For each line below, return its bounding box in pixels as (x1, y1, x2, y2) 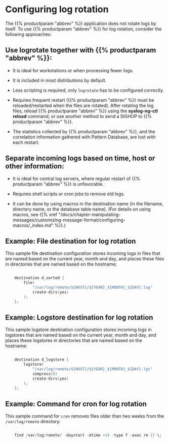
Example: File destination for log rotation (5, 237, 136, 245)
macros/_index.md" (12, 222, 54, 228)
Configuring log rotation (5, 4, 109, 15)
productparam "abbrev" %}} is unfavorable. (12, 181, 104, 187)
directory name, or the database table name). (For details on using (12, 206, 151, 212)
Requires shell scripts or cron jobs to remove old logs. (12, 191, 125, 197)
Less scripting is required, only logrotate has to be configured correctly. (12, 87, 164, 93)
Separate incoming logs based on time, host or (5, 154, 155, 163)
